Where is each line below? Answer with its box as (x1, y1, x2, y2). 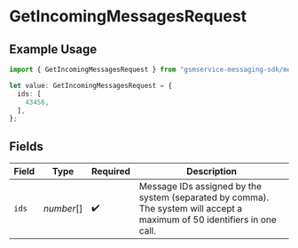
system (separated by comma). (138, 191, 270, 204)
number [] (43, 203, 83, 215)
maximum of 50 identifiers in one (138, 213, 277, 226)
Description (185, 165, 238, 178)
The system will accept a (138, 203, 243, 215)
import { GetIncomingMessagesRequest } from (9, 65, 176, 74)
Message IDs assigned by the (138, 180, 263, 193)
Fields (9, 139, 44, 154)
